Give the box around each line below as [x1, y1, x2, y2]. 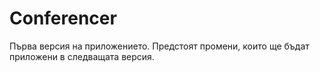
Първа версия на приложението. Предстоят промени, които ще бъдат [9, 40, 310, 52]
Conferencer [9, 7, 117, 30]
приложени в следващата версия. [9, 50, 155, 62]
